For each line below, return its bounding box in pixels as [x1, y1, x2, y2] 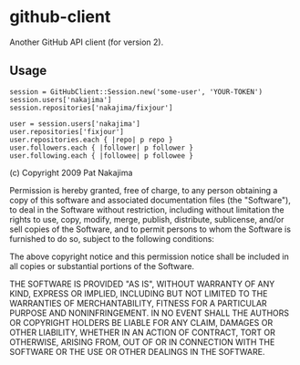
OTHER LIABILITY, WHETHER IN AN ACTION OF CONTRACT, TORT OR [9, 327, 275, 338]
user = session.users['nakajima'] [9, 119, 141, 129]
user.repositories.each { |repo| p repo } [9, 135, 173, 144]
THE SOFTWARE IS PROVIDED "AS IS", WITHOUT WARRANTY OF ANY [9, 278, 275, 289]
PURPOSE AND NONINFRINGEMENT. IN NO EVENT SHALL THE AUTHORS [9, 308, 290, 318]
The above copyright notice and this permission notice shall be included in [9, 251, 289, 262]
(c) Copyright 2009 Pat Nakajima [9, 167, 133, 178]
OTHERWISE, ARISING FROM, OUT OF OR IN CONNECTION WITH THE [9, 336, 275, 348]
